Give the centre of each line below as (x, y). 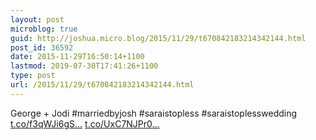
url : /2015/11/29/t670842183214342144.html (102, 85)
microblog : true (44, 29)
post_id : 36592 (42, 47)
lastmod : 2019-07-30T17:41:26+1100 (84, 66)
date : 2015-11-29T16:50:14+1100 (77, 57)
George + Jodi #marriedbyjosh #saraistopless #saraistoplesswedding (154, 113)
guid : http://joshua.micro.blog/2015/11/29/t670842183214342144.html (158, 38)
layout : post (37, 19)
